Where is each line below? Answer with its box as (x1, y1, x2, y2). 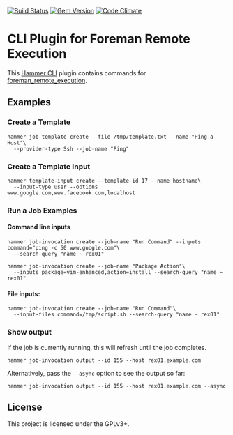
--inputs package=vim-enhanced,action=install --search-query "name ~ (13, 269, 223, 276)
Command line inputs (7, 223, 71, 231)
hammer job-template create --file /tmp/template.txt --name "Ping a (7, 133, 214, 140)
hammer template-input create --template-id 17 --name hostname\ (7, 177, 201, 184)
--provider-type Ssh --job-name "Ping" (13, 145, 130, 153)
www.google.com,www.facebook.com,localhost (7, 189, 136, 197)
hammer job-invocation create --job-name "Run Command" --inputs (7, 238, 201, 245)
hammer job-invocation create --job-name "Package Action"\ (7, 263, 186, 270)
